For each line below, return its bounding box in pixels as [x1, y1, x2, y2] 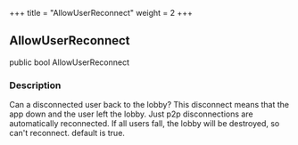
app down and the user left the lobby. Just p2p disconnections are [9, 109, 253, 119]
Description [9, 79, 62, 92]
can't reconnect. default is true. [9, 128, 125, 139]
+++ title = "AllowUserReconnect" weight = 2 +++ [9, 8, 194, 18]
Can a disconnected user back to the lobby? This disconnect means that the [9, 100, 290, 110]
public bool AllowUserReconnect [9, 57, 129, 68]
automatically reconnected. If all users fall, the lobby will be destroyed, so [9, 118, 280, 129]
